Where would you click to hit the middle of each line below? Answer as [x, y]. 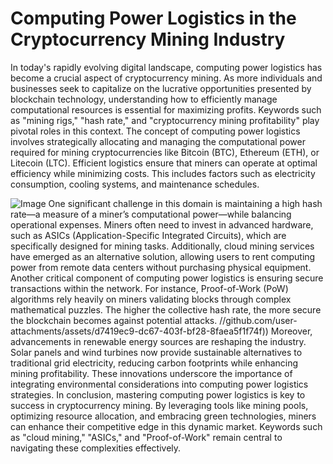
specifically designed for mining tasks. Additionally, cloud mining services [162, 246]
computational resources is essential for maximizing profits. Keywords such [166, 109]
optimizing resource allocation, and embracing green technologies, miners [163, 416]
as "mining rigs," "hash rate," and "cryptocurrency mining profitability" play [165, 120]
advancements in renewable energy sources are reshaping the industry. [158, 341]
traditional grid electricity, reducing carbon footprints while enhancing [154, 363]
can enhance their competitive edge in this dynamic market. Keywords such [166, 426]
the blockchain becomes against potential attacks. [114, 320]
